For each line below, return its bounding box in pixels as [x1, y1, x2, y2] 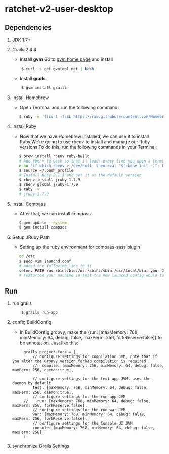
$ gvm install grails [21, 85, 67, 90]
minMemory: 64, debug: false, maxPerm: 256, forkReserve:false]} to [19, 335, 162, 341]
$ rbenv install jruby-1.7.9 [19, 177, 80, 182]
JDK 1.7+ [12, 37, 31, 43]
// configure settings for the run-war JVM [32, 407, 126, 413]
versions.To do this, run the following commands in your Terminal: [19, 144, 157, 150]
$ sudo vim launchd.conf [19, 258, 71, 264]
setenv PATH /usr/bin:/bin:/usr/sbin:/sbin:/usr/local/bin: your [19, 268, 160, 273]
